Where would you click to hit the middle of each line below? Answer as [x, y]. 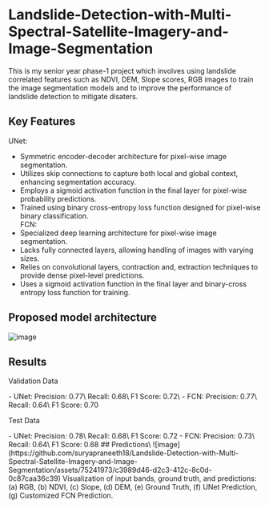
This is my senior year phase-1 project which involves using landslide [122, 70]
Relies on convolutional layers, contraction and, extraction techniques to [139, 266]
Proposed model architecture [83, 318]
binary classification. [54, 216]
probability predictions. [58, 198]
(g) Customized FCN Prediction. [61, 496]
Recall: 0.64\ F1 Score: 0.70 [53, 405]
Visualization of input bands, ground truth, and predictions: [160, 478]
